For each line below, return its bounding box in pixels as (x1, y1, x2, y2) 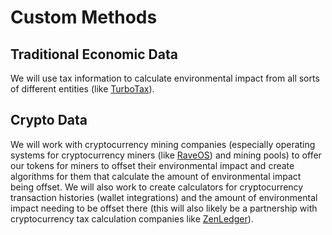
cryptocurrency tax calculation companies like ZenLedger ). (10, 212, 254, 225)
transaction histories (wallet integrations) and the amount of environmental (10, 191, 318, 203)
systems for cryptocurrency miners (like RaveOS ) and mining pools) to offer (10, 149, 322, 161)
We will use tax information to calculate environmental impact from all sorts (10, 72, 320, 84)
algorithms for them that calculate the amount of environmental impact (10, 170, 302, 182)
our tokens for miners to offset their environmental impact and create (10, 159, 295, 171)
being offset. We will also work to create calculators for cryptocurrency (10, 181, 304, 193)
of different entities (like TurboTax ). (10, 83, 155, 95)
